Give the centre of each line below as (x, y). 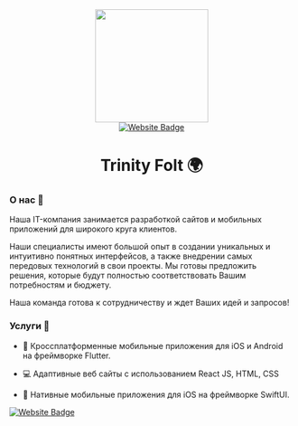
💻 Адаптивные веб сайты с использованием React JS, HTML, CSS (151, 374)
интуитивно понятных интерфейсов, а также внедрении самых (131, 256)
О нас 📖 (27, 200)
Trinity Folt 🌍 (152, 166)
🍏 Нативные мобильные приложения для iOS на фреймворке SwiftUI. (156, 394)
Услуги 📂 (29, 327)
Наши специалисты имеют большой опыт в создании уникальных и (140, 247)
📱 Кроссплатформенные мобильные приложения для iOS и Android (153, 346)
